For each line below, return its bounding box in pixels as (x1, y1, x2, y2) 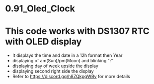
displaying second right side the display (12, 68, 94, 74)
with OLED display (5, 36, 82, 47)
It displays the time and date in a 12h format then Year (12, 52, 123, 58)
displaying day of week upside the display (12, 63, 98, 69)
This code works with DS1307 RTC (5, 26, 150, 37)
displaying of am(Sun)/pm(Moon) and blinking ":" (12, 58, 113, 64)
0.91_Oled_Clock (5, 3, 76, 14)
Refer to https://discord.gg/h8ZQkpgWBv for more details (12, 74, 130, 80)
